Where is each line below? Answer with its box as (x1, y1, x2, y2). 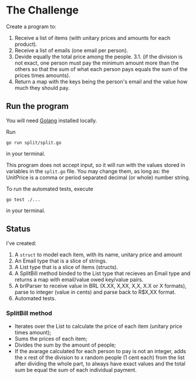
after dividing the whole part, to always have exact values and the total (14, 360, 186, 367)
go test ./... (6, 196, 41, 203)
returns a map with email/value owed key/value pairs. (14, 276, 144, 283)
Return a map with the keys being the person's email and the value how (14, 78, 188, 85)
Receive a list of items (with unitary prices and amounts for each (14, 34, 171, 41)
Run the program (6, 101, 69, 112)
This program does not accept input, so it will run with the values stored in (6, 161, 185, 168)
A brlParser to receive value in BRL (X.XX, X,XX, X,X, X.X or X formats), (14, 282, 187, 289)
